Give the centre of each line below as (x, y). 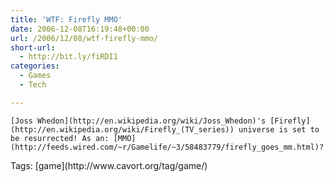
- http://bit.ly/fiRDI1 (68, 57)
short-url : (33, 47)
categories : (35, 66)
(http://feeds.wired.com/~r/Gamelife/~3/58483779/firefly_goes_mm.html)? (167, 147)
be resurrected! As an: (60, 138)
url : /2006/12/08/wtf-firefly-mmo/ (84, 38)
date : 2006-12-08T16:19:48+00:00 (80, 29)
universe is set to (279, 129)
